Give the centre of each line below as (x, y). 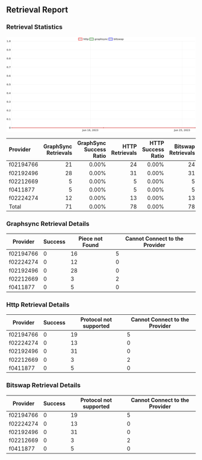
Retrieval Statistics (35, 27)
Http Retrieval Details (38, 305)
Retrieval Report (37, 10)
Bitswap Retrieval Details (44, 385)
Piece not (91, 238)
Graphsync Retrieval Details (48, 224)
